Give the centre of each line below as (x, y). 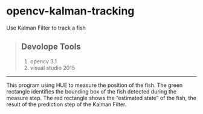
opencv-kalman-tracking (70, 11)
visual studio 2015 (53, 68)
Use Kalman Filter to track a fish (46, 28)
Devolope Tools (51, 47)
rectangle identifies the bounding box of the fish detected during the (92, 91)
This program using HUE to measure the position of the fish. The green (95, 85)
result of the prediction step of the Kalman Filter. (66, 104)
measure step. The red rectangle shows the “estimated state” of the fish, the (101, 98)
